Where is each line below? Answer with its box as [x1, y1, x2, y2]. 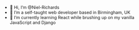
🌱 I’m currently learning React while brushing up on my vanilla [9, 15, 135, 20]
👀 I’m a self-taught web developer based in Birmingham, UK [9, 10, 131, 15]
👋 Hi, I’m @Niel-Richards [9, 5, 60, 10]
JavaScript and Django [9, 20, 56, 25]
